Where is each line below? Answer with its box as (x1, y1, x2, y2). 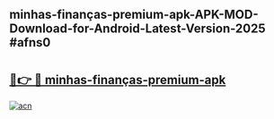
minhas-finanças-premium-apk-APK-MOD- (9, 7, 259, 22)
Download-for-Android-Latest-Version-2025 (9, 21, 267, 37)
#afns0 (9, 35, 51, 50)
